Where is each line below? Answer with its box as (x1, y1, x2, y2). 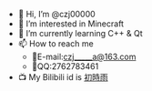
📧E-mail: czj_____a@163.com (31, 51, 137, 62)
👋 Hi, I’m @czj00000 (17, 9, 96, 19)
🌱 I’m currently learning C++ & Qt (17, 28, 143, 38)
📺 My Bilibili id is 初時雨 (17, 72, 108, 82)
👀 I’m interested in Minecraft (17, 18, 125, 29)
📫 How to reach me (17, 38, 94, 49)
